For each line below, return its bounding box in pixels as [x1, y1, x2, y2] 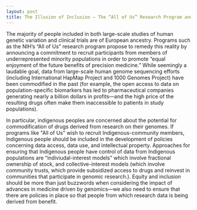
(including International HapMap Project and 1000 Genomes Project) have [6, 74, 184, 81]
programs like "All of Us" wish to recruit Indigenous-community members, [6, 129, 185, 136]
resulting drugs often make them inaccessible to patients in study [6, 99, 164, 106]
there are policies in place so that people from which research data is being [6, 192, 189, 199]
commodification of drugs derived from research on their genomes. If [6, 123, 174, 130]
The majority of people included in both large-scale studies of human [6, 30, 174, 37]
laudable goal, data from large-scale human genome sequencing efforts [6, 68, 180, 75]
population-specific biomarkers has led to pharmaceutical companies [6, 86, 174, 94]
